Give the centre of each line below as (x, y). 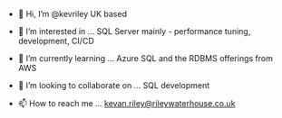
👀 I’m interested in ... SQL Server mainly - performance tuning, (134, 31)
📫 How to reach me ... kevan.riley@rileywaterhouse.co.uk (126, 103)
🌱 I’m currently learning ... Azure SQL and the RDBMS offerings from (146, 58)
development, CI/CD (56, 41)
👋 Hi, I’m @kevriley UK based (72, 14)
